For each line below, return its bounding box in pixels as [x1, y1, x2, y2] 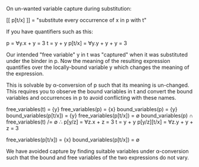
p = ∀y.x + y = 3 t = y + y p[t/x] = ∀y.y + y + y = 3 [6, 40, 128, 46]
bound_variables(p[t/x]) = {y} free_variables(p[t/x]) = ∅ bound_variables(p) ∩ [6, 112, 193, 119]
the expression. [6, 70, 45, 77]
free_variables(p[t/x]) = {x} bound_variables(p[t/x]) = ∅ [6, 136, 140, 143]
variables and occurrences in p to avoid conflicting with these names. [6, 94, 176, 101]
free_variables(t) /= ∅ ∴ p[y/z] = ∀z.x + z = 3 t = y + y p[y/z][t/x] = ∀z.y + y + [6, 118, 194, 125]
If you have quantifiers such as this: [6, 28, 93, 35]
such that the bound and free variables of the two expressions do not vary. [6, 154, 189, 161]
